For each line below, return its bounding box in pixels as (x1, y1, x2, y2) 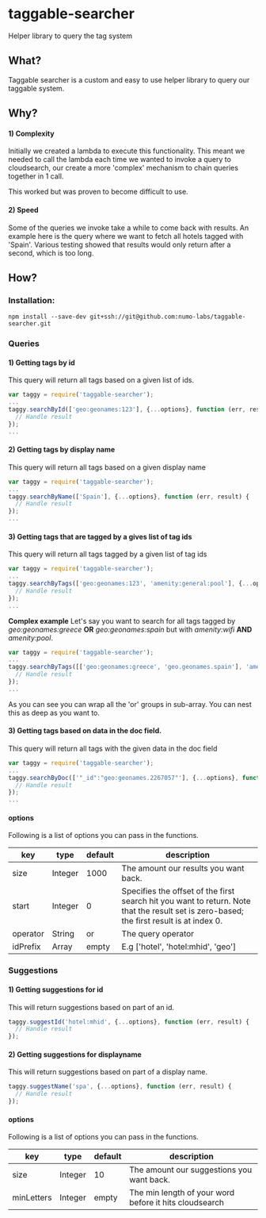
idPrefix (12, 941, 41, 952)
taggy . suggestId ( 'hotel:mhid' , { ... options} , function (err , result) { (8, 1017, 249, 1026)
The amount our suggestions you (129, 1164, 253, 1175)
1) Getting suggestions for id (8, 985, 104, 994)
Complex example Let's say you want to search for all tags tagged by (8, 616, 236, 625)
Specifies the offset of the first (121, 886, 235, 897)
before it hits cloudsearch (129, 1197, 224, 1208)
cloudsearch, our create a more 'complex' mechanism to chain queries (8, 163, 239, 173)
